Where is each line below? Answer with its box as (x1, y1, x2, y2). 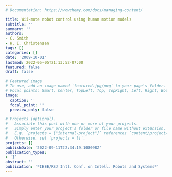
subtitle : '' (5, 22, 33, 27)
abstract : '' (5, 160, 33, 165)
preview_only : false (10, 107, 54, 112)
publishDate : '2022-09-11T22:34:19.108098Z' (5, 145, 102, 150)
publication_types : (5, 150, 47, 155)
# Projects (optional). (5, 116, 56, 122)
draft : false (5, 69, 33, 74)
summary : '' (5, 26, 31, 31)
